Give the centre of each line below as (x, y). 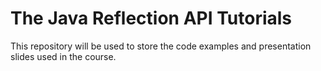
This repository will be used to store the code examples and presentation (161, 46)
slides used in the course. (63, 56)
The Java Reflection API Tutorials (151, 18)
